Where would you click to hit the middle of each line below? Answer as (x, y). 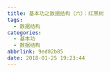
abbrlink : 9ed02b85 (35, 52)
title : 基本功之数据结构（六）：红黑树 (55, 13)
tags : (15, 20)
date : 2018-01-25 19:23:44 (46, 58)
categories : (24, 33)
